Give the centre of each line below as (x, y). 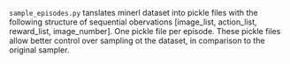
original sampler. (39, 50)
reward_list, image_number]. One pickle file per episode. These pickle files (145, 31)
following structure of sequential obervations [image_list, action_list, (134, 22)
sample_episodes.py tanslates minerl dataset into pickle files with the (134, 13)
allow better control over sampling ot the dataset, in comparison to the (137, 40)
